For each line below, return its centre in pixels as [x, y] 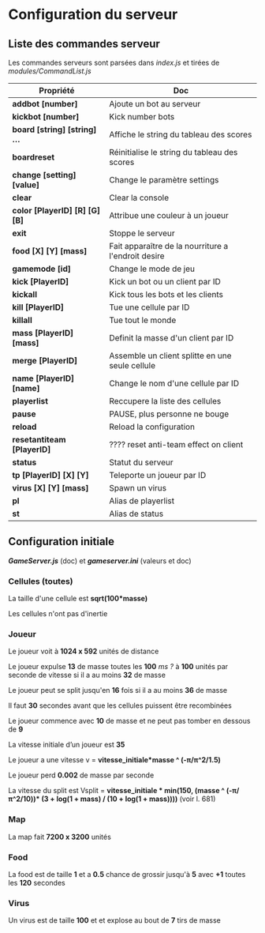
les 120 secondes [37, 883]
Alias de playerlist [142, 501]
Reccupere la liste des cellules [165, 401]
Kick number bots [142, 117]
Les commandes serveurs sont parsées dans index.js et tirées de [114, 62]
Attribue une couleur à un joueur [169, 215]
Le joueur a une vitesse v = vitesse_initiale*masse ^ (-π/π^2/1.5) [114, 760]
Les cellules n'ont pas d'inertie [58, 614]
